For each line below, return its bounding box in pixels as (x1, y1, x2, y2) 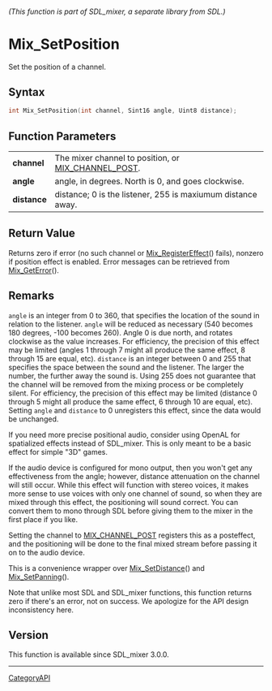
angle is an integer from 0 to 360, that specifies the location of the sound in (8, 310, 260, 320)
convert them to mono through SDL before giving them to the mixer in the (8, 506, 253, 516)
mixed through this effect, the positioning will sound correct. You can (8, 497, 239, 507)
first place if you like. (8, 514, 79, 524)
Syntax (8, 85, 45, 99)
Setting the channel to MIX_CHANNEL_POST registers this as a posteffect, (8, 530, 256, 540)
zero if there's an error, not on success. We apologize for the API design (8, 596, 249, 606)
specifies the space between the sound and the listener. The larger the (8, 362, 244, 372)
